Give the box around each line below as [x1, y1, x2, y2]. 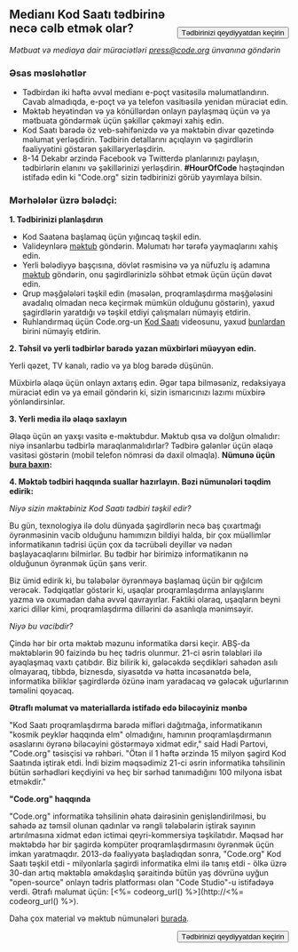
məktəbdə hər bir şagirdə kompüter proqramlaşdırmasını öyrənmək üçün [9, 839, 275, 850]
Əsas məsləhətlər [9, 67, 87, 79]
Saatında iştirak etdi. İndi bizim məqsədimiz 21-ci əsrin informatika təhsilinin [9, 757, 286, 768]
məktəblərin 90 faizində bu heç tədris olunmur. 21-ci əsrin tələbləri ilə [9, 648, 263, 659]
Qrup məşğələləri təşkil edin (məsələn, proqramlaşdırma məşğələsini [21, 288, 273, 299]
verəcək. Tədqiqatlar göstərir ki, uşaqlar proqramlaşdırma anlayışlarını [9, 585, 264, 596]
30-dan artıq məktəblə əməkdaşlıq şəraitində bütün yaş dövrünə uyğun [9, 868, 269, 878]
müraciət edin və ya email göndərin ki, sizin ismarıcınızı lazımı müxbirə [9, 387, 266, 398]
